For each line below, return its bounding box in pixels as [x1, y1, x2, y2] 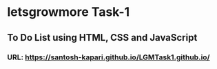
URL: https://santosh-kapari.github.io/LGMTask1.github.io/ [7, 52, 210, 62]
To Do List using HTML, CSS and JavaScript [7, 32, 198, 43]
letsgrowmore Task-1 [7, 4, 130, 20]
